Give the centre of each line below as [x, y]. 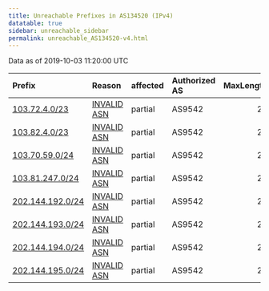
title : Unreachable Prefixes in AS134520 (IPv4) [91, 16]
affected [147, 86]
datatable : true [35, 23]
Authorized [194, 81]
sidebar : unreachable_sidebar [59, 30]
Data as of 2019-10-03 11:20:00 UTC [68, 61]
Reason [106, 86]
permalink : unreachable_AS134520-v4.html [78, 38]
